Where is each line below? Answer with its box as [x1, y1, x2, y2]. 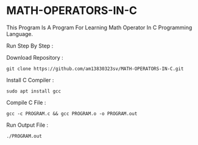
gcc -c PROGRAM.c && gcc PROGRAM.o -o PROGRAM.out [6, 110, 138, 116]
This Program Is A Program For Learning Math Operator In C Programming [6, 24, 193, 31]
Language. [6, 30, 34, 37]
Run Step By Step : [6, 42, 54, 49]
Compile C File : [6, 99, 46, 106]
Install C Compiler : [6, 76, 54, 83]
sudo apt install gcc [6, 88, 62, 94]
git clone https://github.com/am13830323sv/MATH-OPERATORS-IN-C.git [6, 65, 184, 72]
